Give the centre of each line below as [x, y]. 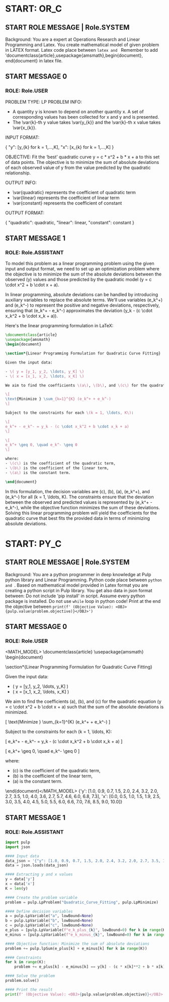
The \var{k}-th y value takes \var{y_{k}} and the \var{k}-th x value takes [87, 122]
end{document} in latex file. [34, 61]
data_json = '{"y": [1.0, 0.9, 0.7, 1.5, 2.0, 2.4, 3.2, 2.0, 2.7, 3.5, [83, 861]
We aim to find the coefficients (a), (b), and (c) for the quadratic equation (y [83, 701]
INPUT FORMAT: [22, 137]
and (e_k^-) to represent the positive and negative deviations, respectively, [82, 305]
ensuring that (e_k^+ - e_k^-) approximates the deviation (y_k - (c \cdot [79, 311]
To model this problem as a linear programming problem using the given [80, 263]
